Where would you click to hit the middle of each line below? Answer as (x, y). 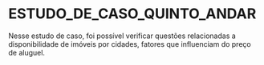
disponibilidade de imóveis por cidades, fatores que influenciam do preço (130, 44)
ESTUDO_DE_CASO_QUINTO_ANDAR (132, 14)
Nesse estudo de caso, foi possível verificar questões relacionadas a (122, 36)
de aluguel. (27, 52)
